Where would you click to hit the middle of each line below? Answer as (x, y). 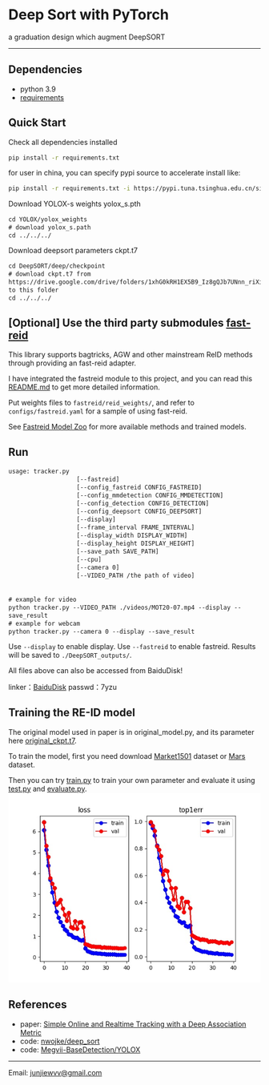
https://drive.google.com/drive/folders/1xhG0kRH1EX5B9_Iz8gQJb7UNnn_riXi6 (137, 282)
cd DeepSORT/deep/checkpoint (57, 266)
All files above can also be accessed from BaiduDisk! (96, 670)
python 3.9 (38, 89)
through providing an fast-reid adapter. (72, 363)
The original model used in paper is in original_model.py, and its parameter (131, 732)
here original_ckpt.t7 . (43, 740)
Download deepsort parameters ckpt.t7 (73, 251)
